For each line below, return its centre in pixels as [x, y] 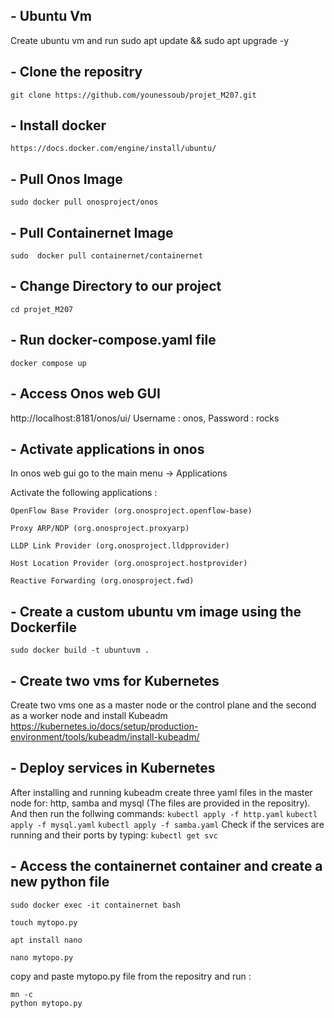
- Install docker [58, 125]
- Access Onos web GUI [85, 394]
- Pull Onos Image [66, 179]
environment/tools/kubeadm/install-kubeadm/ [105, 736]
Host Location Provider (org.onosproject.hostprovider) [129, 564]
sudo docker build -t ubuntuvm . [80, 650]
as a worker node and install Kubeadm [89, 715]
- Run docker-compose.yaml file [113, 340]
